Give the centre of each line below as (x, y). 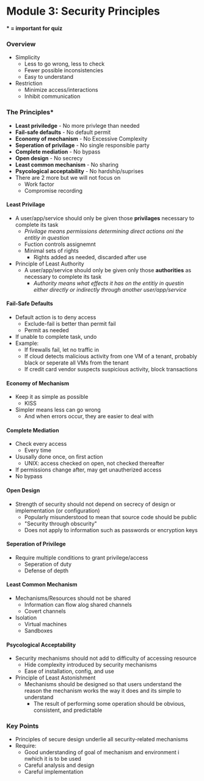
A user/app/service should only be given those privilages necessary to (104, 218)
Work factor (39, 184)
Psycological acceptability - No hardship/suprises (79, 171)
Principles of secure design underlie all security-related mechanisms (101, 739)
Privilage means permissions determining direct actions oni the (104, 231)
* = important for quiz (35, 28)
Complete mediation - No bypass (58, 152)
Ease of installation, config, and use (69, 672)
